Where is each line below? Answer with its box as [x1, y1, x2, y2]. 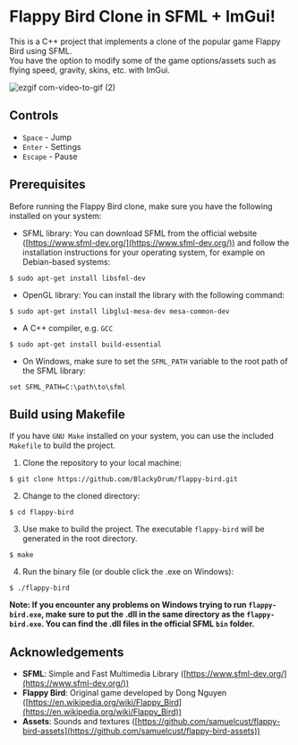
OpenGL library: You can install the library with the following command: [21, 289, 285, 300]
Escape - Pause [21, 151, 78, 162]
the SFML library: [21, 365, 87, 376]
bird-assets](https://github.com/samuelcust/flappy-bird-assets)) [21, 725, 261, 737]
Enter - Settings [21, 141, 81, 152]
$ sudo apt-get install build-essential [9, 339, 163, 349]
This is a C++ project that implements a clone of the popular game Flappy [9, 36, 281, 47]
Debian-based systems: [21, 256, 111, 267]
